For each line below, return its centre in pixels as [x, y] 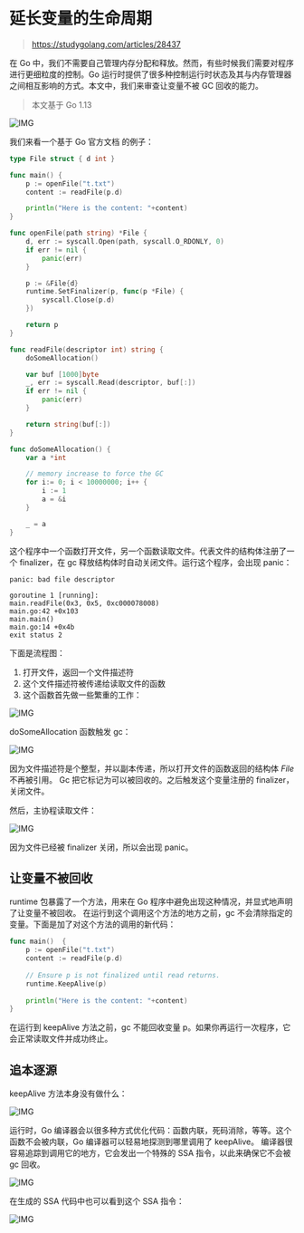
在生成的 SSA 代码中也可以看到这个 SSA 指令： [97, 1201]
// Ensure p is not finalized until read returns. [123, 975]
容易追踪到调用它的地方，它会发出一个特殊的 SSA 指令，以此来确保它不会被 [150, 1153]
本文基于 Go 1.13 [62, 104]
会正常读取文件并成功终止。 [61, 1039]
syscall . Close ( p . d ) [79, 300]
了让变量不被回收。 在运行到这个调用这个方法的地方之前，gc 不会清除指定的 [151, 913]
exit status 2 [36, 635]
